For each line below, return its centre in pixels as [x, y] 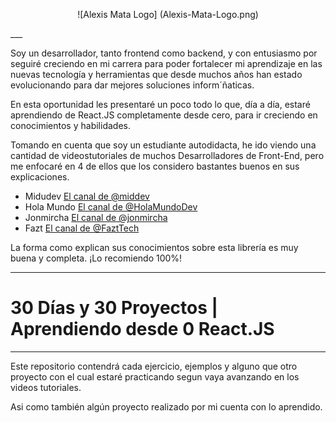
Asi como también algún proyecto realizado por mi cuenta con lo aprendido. [166, 406]
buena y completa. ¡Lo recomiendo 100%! [96, 258]
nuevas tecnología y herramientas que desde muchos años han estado [156, 74]
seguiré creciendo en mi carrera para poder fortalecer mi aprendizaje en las [166, 63]
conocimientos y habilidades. [70, 125]
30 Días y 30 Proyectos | [114, 308]
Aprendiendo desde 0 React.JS [142, 329]
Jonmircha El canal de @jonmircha [96, 217]
